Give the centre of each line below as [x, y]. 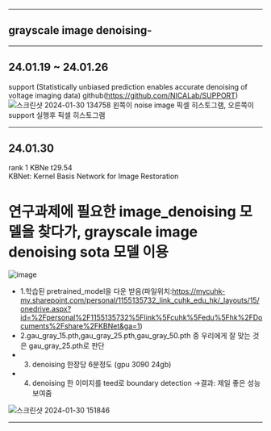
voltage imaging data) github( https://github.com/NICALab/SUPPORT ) [123, 95]
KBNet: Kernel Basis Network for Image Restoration [94, 176]
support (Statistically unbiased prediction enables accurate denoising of [128, 86]
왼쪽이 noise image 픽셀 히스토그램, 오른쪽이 [183, 105]
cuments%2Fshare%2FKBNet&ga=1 [80, 326]
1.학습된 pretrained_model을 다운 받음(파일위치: [96, 291]
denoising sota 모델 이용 [89, 252]
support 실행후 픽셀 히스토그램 [57, 115]
